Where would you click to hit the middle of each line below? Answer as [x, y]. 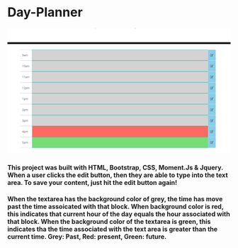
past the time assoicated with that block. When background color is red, [115, 206]
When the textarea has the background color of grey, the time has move [115, 198]
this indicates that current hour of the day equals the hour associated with [119, 214]
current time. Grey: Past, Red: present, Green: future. [87, 236]
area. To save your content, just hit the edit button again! [92, 183]
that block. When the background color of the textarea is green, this [109, 221]
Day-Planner [45, 12]
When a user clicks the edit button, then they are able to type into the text [118, 175]
